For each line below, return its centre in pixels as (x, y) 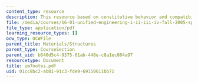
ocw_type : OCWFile (29, 39)
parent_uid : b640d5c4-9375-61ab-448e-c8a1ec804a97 (70, 55)
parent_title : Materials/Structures (51, 44)
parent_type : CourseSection (41, 50)
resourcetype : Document (35, 60)
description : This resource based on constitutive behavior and (87, 17)
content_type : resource (35, 11)
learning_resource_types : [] (42, 33)
